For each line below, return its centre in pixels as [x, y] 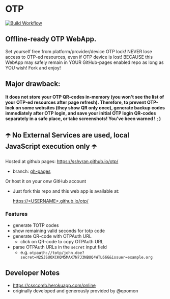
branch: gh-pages [32, 171]
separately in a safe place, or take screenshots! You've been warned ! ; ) [83, 119]
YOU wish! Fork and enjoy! [33, 67]
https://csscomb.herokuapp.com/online [54, 285]
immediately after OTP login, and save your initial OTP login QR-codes [81, 113]
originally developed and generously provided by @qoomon [75, 291]
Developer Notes [33, 273]
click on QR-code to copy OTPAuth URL [62, 241]
